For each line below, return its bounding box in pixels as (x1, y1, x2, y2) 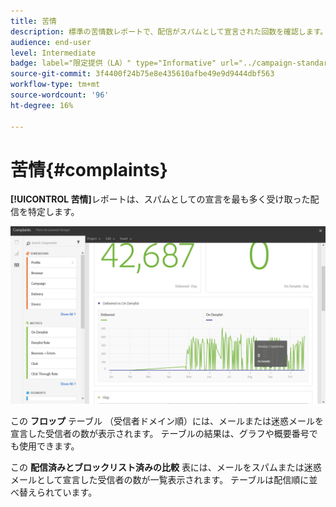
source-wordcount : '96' (10, 90, 110, 100)
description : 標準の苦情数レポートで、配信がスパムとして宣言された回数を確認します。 (10, 26, 328, 37)
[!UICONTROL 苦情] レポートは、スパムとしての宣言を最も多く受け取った (10, 193, 311, 205)
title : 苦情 (10, 16, 57, 26)
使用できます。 (18, 440, 80, 452)
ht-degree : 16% (10, 100, 74, 110)
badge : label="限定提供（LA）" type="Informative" (10, 58, 217, 69)
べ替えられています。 (10, 486, 98, 498)
